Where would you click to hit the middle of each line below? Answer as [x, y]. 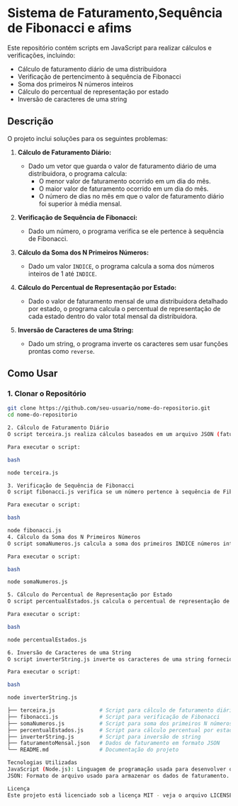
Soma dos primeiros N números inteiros [75, 84]
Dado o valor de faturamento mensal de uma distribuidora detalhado [128, 301]
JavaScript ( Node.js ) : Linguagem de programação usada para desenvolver [117, 769]
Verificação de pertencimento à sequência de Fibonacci [99, 77]
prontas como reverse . [61, 351]
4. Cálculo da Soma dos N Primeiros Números [74, 537]
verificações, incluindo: [41, 55]
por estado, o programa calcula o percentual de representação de [124, 308]
